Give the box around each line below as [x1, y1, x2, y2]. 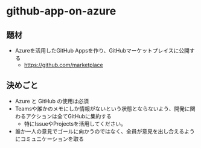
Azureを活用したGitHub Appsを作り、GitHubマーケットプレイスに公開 [14, 47, 190, 54]
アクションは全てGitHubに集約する [25, 112, 112, 120]
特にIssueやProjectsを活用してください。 [24, 120, 127, 127]
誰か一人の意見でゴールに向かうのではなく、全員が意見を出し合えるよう [14, 127, 195, 135]
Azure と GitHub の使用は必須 [14, 97, 89, 105]
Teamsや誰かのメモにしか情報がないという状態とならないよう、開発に [14, 105, 190, 112]
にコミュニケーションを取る [14, 135, 85, 143]
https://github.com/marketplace [24, 62, 104, 68]
